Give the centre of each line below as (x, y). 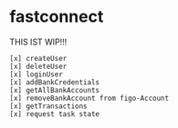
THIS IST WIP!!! (38, 42)
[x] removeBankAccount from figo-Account (89, 98)
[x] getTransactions (49, 106)
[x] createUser (38, 58)
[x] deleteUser (38, 66)
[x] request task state (55, 114)
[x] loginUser (37, 74)
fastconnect (57, 17)
